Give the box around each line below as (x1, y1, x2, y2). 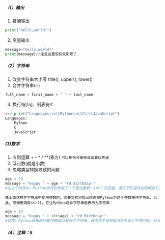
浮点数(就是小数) (12, 160, 46, 166)
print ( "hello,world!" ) (5, 28, 52, 32)
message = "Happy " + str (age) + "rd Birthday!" (5, 214, 107, 219)
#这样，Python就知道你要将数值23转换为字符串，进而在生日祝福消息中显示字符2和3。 (5, 218, 154, 223)
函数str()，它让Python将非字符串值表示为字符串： (23, 201, 114, 206)
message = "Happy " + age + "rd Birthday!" (5, 181, 96, 186)
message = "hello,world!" (5, 47, 54, 52)
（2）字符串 (5, 63, 29, 69)
